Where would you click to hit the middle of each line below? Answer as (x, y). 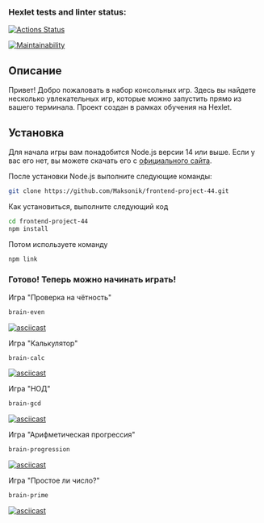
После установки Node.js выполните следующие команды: (110, 176)
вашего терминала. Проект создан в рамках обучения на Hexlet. (120, 107)
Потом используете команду (58, 244)
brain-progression (39, 450)
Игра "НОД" (29, 389)
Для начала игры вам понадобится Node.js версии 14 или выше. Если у (132, 152)
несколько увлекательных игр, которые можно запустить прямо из (125, 98)
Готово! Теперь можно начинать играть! (92, 279)
